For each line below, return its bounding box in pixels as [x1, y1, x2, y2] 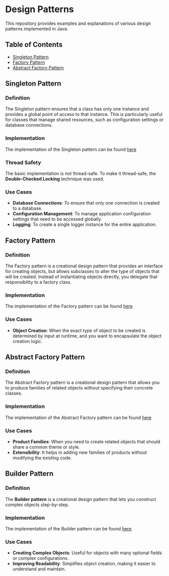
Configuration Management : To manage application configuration [12, 211, 151, 217]
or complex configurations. [12, 555, 69, 561]
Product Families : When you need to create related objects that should [12, 438, 160, 444]
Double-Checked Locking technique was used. [5, 176, 104, 182]
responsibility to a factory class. [5, 279, 72, 285]
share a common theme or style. [12, 444, 80, 450]
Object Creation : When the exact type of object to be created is [12, 327, 146, 333]
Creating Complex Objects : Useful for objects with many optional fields [12, 550, 162, 556]
